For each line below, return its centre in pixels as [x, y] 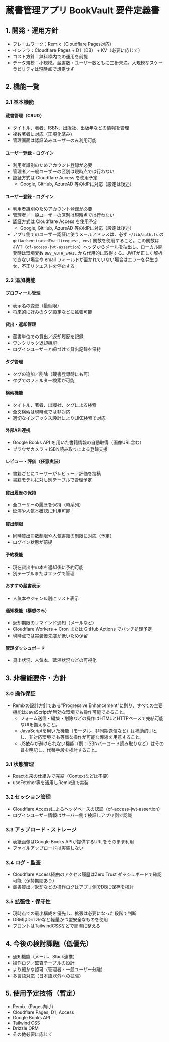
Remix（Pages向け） [34, 1007]
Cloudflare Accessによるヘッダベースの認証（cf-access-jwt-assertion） [88, 809]
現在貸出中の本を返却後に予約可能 [48, 567]
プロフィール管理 [23, 293]
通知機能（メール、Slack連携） [45, 957]
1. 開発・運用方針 [32, 31]
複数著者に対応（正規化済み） [43, 134]
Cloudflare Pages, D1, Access [43, 1012]
